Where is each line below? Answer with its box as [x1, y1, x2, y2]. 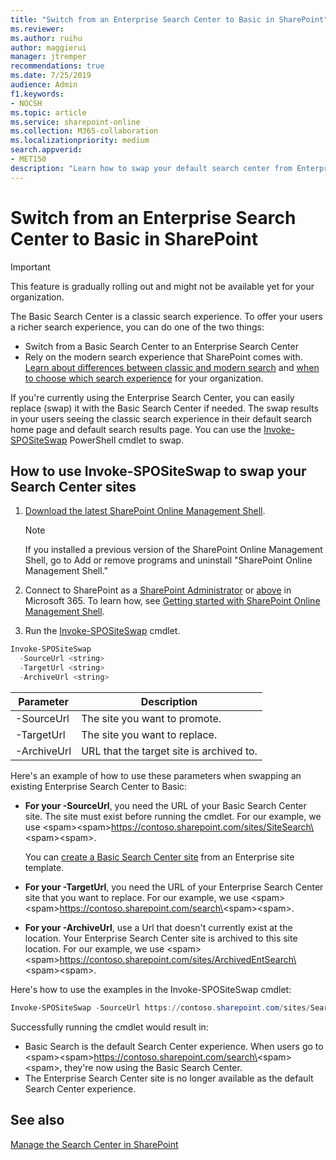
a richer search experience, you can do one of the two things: [10, 321, 265, 333]
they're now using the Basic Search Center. [64, 1061, 243, 1073]
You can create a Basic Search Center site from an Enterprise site [24, 851, 295, 863]
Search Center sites [10, 478, 137, 495]
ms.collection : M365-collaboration [10, 126, 159, 136]
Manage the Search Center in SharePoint [10, 1138, 179, 1150]
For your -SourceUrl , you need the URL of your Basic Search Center [24, 799, 307, 811]
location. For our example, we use [24, 942, 165, 955]
